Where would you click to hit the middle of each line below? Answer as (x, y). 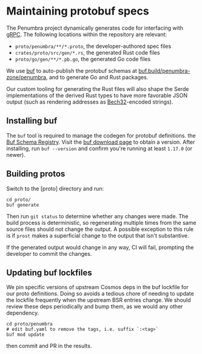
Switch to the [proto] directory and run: (55, 189)
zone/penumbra (26, 77)
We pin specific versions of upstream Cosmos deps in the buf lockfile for (98, 287)
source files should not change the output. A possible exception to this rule (100, 229)
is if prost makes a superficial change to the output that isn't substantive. (98, 235)
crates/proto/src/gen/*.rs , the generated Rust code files (87, 52)
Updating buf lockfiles (49, 272)
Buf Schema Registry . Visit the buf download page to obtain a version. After (101, 142)
